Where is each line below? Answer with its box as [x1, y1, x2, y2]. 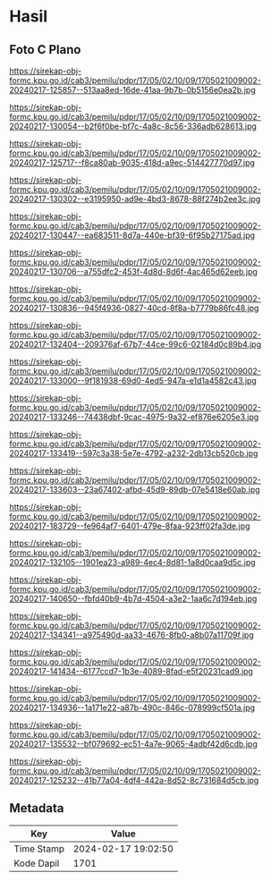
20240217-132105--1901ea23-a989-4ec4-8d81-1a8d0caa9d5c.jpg [9, 557, 257, 567]
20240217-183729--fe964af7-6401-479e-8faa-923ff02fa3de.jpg [9, 521, 250, 531]
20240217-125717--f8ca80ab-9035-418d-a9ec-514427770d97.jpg [9, 157, 255, 167]
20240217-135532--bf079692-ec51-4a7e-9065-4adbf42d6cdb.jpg [9, 739, 258, 749]
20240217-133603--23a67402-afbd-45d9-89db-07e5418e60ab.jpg [9, 485, 261, 495]
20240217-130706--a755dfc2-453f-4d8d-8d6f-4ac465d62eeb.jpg [9, 267, 258, 276]
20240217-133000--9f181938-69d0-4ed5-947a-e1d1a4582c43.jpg [9, 376, 257, 385]
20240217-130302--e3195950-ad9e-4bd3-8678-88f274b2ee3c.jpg [9, 194, 261, 204]
